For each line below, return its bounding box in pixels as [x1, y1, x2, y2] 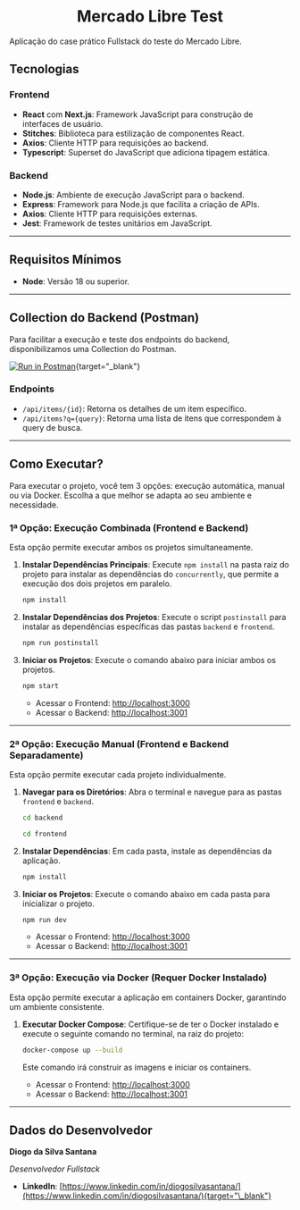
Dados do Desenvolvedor [9, 1122, 154, 1138]
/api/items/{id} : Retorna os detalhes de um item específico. [21, 403, 247, 414]
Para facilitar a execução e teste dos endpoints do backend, [9, 333, 230, 345]
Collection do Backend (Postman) [9, 310, 200, 325]
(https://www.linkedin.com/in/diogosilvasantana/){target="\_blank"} [21, 1190, 272, 1201]
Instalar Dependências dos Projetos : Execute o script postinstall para [21, 611, 287, 622]
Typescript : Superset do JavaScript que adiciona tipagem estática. [21, 147, 271, 157]
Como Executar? [9, 457, 104, 472]
